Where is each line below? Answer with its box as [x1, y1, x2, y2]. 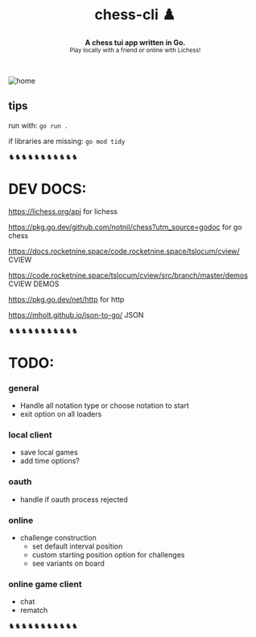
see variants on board [31, 559, 105, 569]
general [8, 382, 39, 393]
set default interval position [31, 541, 123, 551]
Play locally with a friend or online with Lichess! [69, 46, 201, 54]
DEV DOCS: [8, 179, 87, 198]
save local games [19, 447, 78, 458]
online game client [8, 578, 82, 590]
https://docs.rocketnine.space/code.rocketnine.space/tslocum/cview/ [8, 246, 240, 256]
